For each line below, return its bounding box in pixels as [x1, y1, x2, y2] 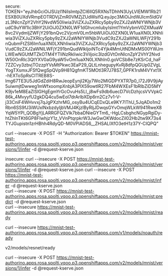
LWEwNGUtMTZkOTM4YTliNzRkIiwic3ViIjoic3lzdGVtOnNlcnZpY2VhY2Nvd [5, 51, 160, 57]
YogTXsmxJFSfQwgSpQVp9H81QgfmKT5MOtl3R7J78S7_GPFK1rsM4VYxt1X [5, 67, 162, 73]
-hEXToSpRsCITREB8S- [5, 73, 55, 78]
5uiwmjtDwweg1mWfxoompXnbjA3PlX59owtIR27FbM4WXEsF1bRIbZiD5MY [5, 83, 161, 89]
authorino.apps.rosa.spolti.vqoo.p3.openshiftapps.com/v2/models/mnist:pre [5, 193, 163, 199]
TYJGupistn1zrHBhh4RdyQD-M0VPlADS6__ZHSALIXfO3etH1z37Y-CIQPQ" [5, 120, 159, 126]
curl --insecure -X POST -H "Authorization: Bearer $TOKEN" [5, 130, 130, 136]
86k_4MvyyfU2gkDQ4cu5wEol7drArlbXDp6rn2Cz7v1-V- [5, 94, 121, 100]
